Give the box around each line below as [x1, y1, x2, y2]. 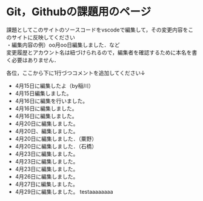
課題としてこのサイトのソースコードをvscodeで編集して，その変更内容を [6, 26, 188, 33]
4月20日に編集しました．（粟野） [15, 135, 98, 142]
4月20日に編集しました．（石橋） [15, 142, 98, 150]
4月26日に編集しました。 [15, 173, 79, 180]
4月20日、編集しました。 [15, 127, 79, 134]
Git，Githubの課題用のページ [6, 5, 151, 19]
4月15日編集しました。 [15, 90, 72, 97]
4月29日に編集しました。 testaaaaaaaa [15, 188, 113, 195]
